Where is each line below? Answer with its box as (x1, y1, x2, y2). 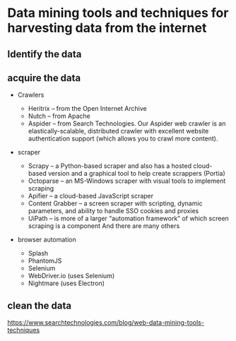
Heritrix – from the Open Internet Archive (28, 104, 147, 113)
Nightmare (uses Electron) (28, 279, 105, 287)
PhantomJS (28, 256, 62, 265)
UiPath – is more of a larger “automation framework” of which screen (28, 214, 230, 223)
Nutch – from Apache (28, 112, 90, 121)
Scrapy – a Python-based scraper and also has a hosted (28, 162, 192, 170)
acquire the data (7, 72, 81, 84)
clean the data (7, 299, 72, 311)
